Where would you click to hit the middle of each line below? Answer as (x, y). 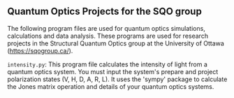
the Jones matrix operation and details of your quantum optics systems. (111, 86)
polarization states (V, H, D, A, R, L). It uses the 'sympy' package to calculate (117, 79)
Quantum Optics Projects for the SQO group (105, 12)
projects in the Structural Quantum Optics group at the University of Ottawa (116, 43)
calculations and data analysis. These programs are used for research (108, 36)
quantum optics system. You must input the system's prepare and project (113, 71)
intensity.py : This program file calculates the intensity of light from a (108, 64)
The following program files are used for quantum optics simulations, (107, 28)
